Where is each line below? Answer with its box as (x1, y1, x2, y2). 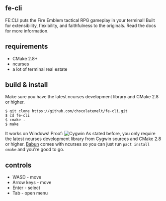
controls (5, 161, 32, 169)
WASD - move (12, 174, 41, 180)
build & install (5, 81, 48, 89)
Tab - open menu (12, 190, 48, 196)
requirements (5, 42, 48, 51)
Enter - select (12, 185, 41, 191)
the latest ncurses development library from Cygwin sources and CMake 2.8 (5, 136, 162, 142)
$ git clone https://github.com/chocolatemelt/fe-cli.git (5, 109, 128, 114)
